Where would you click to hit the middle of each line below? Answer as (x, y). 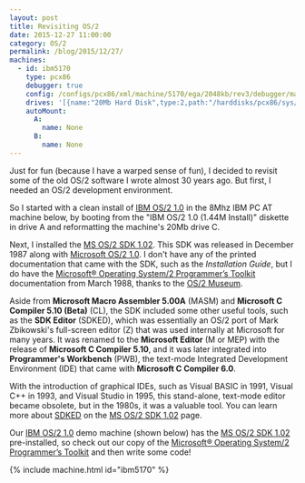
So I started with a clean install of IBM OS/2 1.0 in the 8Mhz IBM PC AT (141, 207)
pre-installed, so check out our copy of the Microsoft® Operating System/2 (149, 442)
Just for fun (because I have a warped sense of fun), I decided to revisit (144, 170)
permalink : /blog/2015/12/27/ (67, 52)
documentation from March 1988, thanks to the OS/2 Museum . (126, 283)
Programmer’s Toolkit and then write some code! (100, 452)
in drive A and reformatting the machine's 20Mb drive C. (115, 226)
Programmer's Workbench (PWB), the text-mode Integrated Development (149, 358)
